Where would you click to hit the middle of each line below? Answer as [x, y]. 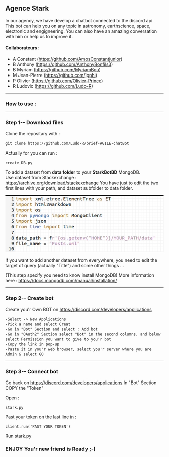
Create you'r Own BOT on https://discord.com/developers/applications [78, 310]
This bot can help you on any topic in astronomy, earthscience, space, [78, 26]
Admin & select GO [24, 354]
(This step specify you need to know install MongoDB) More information [80, 275]
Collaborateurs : [23, 48]
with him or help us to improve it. [39, 36]
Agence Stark [27, 8]
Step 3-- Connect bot [32, 372]
